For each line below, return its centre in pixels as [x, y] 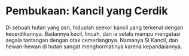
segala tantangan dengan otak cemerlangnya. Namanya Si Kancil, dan [92, 40]
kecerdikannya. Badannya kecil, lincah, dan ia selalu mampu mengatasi [93, 33]
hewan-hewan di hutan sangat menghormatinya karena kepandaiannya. [94, 46]
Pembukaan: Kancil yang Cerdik [87, 11]
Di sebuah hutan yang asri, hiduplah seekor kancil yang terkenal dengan [94, 27]
